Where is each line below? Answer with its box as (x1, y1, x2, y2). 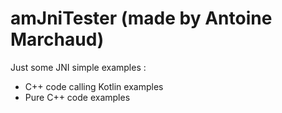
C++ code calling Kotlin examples (24, 80, 164, 92)
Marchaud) (10, 28, 105, 51)
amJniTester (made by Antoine (10, 7, 273, 30)
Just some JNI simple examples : (10, 61, 147, 73)
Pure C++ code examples (24, 91, 131, 103)
